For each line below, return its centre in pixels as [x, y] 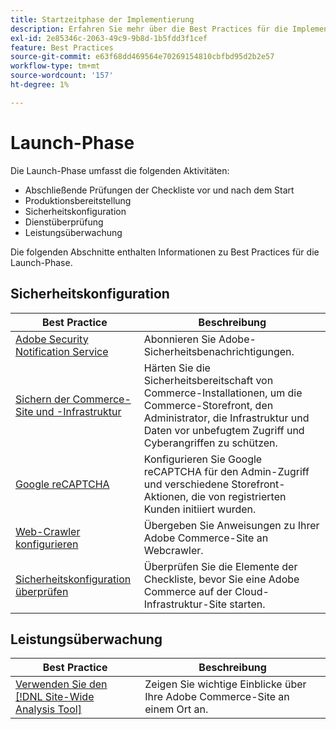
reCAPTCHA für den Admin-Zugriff [226, 471]
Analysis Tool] [48, 709]
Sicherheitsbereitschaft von [208, 380]
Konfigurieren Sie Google [203, 459]
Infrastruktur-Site [185, 604]
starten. [247, 604]
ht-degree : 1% [40, 85]
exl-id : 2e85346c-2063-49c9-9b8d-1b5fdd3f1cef [109, 38]
